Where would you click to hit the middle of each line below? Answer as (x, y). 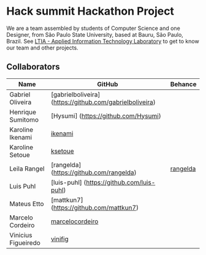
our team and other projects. (42, 48)
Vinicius (21, 235)
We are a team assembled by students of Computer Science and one (93, 28)
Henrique (23, 112)
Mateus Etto (27, 204)
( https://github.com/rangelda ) (94, 172)
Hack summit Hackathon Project (90, 11)
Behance (183, 84)
